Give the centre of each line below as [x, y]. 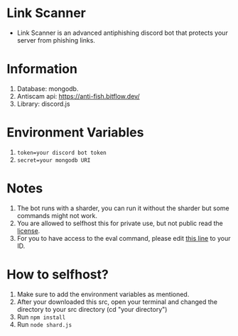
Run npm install [41, 317]
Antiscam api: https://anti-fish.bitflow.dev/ [78, 96]
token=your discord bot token [62, 153]
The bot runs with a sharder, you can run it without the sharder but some [123, 208]
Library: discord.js [43, 104]
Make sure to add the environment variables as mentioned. [103, 294]
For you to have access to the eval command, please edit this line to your [124, 238]
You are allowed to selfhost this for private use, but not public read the [120, 223]
